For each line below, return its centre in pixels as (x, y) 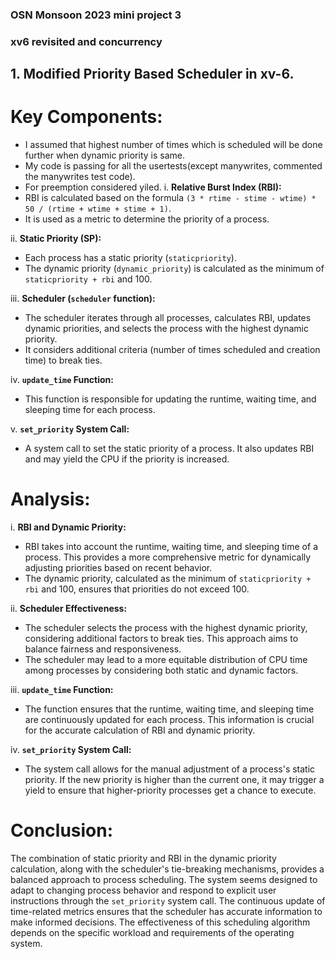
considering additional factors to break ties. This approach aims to (161, 639)
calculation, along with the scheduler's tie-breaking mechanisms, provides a (167, 869)
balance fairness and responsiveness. (103, 649)
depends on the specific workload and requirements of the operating (152, 933)
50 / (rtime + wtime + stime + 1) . (98, 209)
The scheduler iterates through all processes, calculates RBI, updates (168, 318)
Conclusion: (62, 830)
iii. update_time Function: (62, 690)
